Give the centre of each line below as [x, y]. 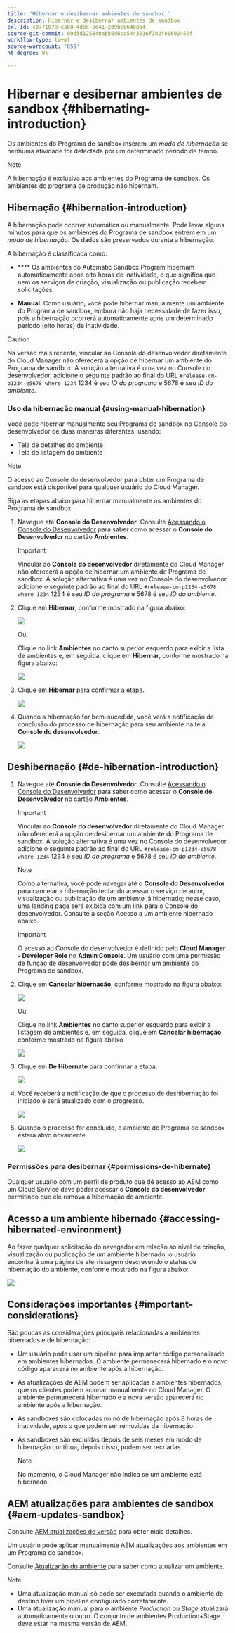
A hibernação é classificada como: [57, 253]
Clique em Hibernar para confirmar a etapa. [81, 690]
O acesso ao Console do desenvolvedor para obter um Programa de [106, 479]
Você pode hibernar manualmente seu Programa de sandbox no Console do [117, 424]
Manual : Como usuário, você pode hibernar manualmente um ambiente [121, 303]
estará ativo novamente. [52, 1135]
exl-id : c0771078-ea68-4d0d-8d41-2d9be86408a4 [76, 27]
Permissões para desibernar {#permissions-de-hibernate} [109, 1166]
